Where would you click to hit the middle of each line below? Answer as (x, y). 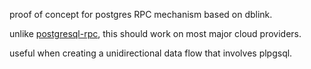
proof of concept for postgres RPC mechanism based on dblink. (141, 14)
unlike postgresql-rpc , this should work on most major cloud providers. (155, 33)
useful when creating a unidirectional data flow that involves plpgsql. (151, 53)
